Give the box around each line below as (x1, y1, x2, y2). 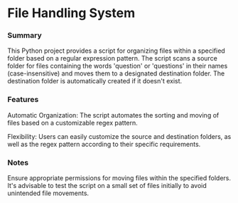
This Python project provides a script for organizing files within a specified (7, 46, 225, 55)
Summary (7, 31, 43, 41)
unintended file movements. (7, 189, 90, 197)
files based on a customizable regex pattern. (7, 118, 139, 127)
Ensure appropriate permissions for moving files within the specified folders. (7, 174, 232, 182)
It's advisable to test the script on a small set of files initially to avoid (7, 182, 207, 190)
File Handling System (7, 5, 136, 21)
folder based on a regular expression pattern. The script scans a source (7, 54, 218, 63)
